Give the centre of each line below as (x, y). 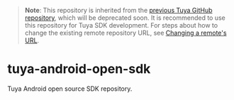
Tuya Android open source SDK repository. (70, 89)
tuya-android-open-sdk (79, 69)
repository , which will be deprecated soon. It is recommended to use (125, 18)
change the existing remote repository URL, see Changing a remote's (126, 33)
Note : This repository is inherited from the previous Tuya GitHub (118, 10)
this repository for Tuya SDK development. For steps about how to (121, 25)
